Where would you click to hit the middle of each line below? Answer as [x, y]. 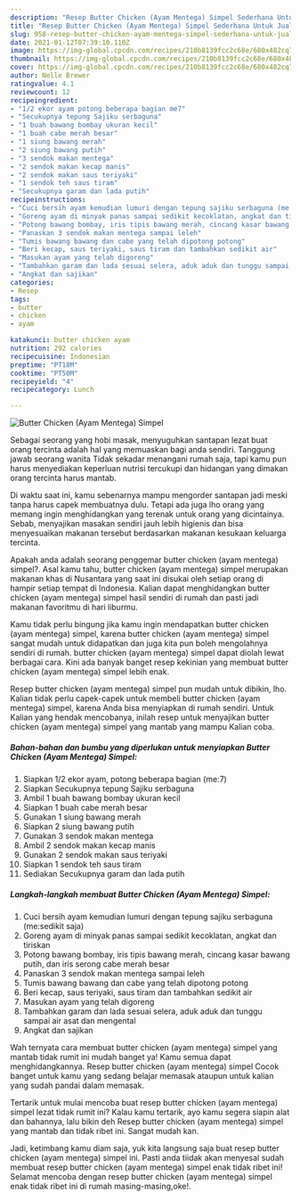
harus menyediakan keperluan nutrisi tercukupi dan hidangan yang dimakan [149, 469]
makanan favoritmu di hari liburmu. [74, 608]
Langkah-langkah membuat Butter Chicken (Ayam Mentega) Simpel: [140, 894]
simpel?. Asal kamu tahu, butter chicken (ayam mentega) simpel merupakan [149, 569]
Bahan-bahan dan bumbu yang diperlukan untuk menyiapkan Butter [140, 747]
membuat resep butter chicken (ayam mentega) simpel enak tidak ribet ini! [146, 1167]
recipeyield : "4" [42, 381]
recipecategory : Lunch [52, 390]
